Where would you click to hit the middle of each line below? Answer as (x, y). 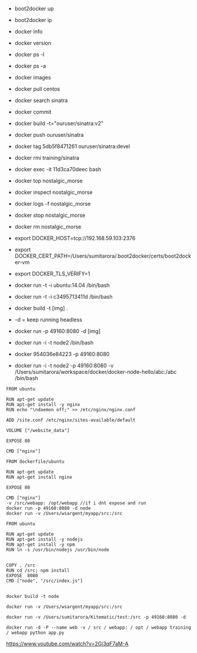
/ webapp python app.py (35, 633)
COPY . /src (21, 565)
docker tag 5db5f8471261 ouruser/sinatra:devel (72, 146)
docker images (33, 77)
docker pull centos (37, 89)
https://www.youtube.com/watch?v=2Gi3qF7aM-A (67, 644)
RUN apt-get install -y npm (41, 545)
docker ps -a (30, 66)
